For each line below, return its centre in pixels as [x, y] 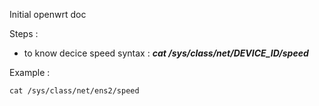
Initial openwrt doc [48, 14]
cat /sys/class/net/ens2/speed [74, 91]
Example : [30, 72]
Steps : [24, 33]
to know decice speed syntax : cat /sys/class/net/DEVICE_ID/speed [166, 53]
